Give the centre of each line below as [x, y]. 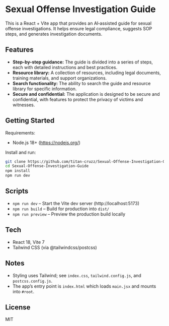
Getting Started [30, 121]
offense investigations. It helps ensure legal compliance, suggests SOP [79, 28]
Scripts [17, 191]
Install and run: [21, 152]
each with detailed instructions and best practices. [65, 67]
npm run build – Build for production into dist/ [61, 209]
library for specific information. [45, 89]
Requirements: [20, 133]
